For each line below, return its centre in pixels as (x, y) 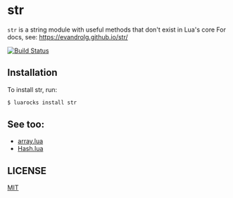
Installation (32, 73)
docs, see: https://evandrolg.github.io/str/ (68, 37)
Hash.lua (30, 149)
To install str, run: (32, 89)
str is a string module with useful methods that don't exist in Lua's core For (117, 29)
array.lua (30, 141)
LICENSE (27, 171)
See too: (26, 125)
